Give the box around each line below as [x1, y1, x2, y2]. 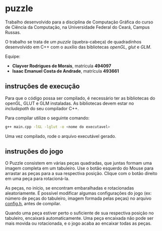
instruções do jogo [5, 147, 63, 156]
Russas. [5, 29, 21, 35]
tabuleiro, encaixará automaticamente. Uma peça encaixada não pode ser [5, 215, 154, 221]
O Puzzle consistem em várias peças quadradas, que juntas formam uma [5, 160, 152, 166]
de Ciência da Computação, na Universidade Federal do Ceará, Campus [5, 24, 150, 30]
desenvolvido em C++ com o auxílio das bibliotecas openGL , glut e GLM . [5, 44, 152, 50]
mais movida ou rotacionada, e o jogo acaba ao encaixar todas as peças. [5, 220, 152, 227]
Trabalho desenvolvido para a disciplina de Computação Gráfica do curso [5, 19, 154, 25]
